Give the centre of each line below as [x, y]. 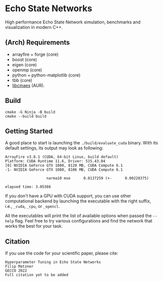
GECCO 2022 [16, 271]
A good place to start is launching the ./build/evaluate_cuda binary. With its [81, 143]
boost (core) [25, 60]
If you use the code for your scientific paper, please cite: [62, 253]
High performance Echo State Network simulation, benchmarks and [73, 22]
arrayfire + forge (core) [35, 54]
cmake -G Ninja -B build [30, 112]
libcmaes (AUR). [28, 85]
